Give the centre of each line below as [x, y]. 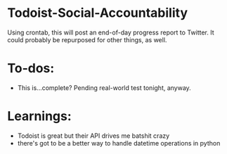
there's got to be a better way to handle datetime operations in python [119, 143]
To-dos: [31, 69]
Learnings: [39, 116]
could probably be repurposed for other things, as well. [87, 39]
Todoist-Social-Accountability [98, 13]
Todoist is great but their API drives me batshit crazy [93, 136]
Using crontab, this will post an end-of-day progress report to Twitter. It [111, 32]
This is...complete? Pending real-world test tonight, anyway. [104, 88]
